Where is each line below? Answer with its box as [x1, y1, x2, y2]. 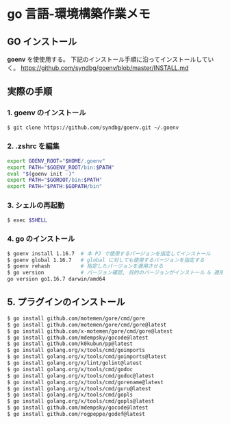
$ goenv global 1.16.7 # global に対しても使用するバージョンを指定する [7, 257, 205, 263]
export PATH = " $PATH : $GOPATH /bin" [7, 183, 103, 190]
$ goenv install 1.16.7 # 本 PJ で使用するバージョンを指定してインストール [7, 250, 211, 257]
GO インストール [7, 36, 77, 47]
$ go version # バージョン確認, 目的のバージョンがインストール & [7, 269, 211, 276]
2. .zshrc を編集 [7, 141, 60, 151]
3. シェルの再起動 [7, 200, 65, 210]
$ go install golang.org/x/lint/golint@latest [7, 360, 142, 367]
